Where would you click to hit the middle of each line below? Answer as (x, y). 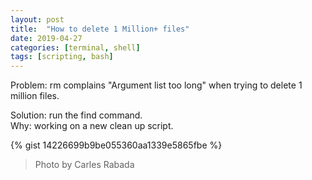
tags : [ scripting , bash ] (62, 57)
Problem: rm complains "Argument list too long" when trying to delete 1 (156, 85)
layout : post (37, 19)
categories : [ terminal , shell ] (75, 47)
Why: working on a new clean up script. (92, 126)
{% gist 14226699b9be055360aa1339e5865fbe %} (116, 145)
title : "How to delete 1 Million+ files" (100, 29)
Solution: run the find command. (76, 115)
